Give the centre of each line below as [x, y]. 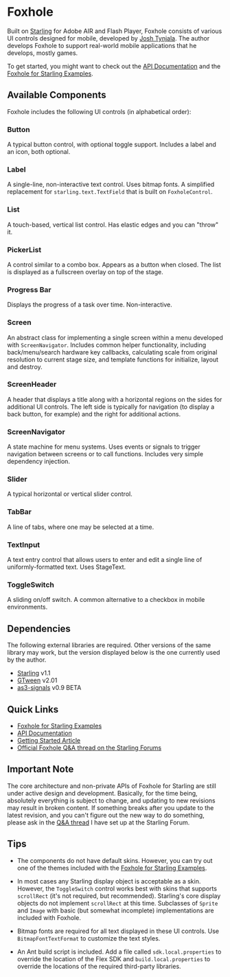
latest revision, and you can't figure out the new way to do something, [106, 815]
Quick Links [33, 709]
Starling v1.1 [34, 673]
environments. [27, 607]
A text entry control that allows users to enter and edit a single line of [105, 560]
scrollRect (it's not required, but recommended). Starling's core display [119, 896]
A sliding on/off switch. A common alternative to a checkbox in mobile [106, 600]
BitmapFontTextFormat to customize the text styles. [89, 938]
